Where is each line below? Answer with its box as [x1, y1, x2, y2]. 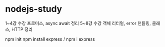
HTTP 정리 [11, 26, 33, 32]
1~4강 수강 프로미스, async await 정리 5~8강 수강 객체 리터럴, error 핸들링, [5, 20, 151, 26]
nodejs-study [5, 3, 62, 15]
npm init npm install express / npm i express [5, 36, 95, 42]
